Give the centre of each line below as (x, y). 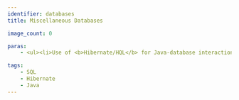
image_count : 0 (30, 33)
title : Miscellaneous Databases (55, 21)
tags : (15, 66)
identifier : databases (41, 14)
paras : (17, 46)
